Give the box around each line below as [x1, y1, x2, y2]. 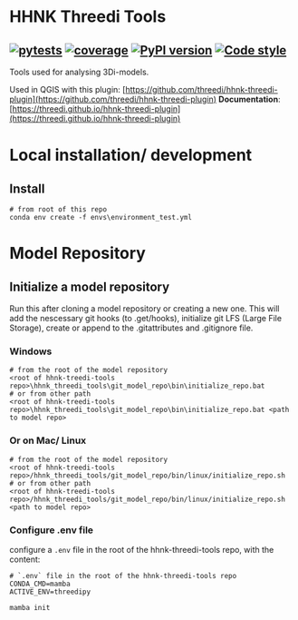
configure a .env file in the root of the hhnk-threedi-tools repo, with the [9, 544, 274, 555]
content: [9, 554, 41, 565]
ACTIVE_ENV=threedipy [9, 587, 91, 596]
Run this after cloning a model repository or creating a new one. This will [9, 303, 280, 314]
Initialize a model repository [9, 279, 170, 294]
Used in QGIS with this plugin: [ [9, 84, 126, 94]
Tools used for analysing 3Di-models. [9, 66, 149, 77]
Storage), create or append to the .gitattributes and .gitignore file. [9, 322, 254, 333]
